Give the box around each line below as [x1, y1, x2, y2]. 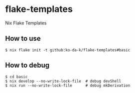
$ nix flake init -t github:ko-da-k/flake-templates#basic [5, 47, 131, 53]
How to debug [5, 61, 50, 70]
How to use [5, 34, 41, 43]
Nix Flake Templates [5, 20, 47, 26]
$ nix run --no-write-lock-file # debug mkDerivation [5, 83, 131, 88]
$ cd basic [5, 74, 28, 79]
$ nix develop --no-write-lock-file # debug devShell [5, 79, 122, 84]
